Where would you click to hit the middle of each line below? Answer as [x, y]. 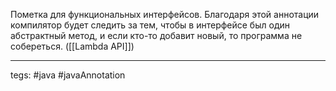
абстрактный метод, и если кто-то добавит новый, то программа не [156, 35]
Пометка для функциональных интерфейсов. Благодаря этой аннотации [165, 14]
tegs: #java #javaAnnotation [68, 75]
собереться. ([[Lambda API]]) [72, 46]
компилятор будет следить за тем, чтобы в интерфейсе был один [150, 25]
